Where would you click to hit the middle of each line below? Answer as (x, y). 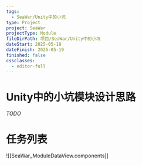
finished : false (26, 55)
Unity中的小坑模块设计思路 (71, 97)
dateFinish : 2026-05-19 (35, 50)
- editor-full (28, 66)
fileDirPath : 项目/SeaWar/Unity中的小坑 (53, 39)
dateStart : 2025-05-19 (34, 45)
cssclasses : (21, 60)
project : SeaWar (26, 28)
